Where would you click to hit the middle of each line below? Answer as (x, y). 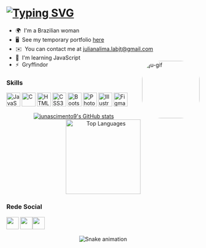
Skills (15, 83)
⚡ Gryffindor (32, 64)
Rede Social (24, 207)
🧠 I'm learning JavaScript (48, 58)
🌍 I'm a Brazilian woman (47, 30)
